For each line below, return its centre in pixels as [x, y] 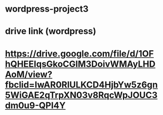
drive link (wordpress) [51, 31]
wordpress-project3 [47, 9]
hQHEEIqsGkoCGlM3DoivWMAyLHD [80, 64]
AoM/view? [29, 74]
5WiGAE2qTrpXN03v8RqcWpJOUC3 [81, 95]
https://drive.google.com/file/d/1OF [80, 53]
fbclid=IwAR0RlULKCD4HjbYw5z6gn [81, 85]
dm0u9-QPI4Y [35, 105]
